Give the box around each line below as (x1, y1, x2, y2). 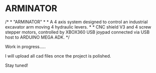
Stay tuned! (5, 62, 28, 68)
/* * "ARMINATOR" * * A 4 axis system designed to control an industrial (5, 19, 148, 25)
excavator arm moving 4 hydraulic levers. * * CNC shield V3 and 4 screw (5, 24, 152, 29)
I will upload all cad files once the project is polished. (5, 53, 111, 58)
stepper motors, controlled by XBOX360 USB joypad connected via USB (5, 29, 150, 35)
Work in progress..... (5, 44, 46, 49)
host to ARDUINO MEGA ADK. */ (5, 34, 70, 40)
